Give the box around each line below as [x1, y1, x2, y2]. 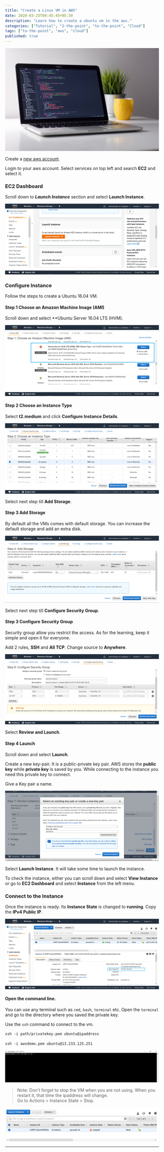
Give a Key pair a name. [5, 781, 53, 786]
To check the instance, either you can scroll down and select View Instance [5, 875, 158, 882]
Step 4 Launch [5, 740, 35, 747]
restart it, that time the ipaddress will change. [17, 1093, 108, 1099]
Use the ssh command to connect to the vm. [5, 1021, 94, 1027]
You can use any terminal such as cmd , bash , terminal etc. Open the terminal [5, 1006, 159, 1012]
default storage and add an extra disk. [5, 526, 82, 532]
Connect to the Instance [5, 892, 63, 899]
